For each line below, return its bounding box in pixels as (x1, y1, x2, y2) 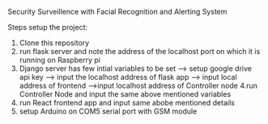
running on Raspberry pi (19, 56, 100, 64)
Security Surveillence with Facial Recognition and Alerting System (7, 7, 228, 16)
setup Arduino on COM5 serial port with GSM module (19, 106, 198, 116)
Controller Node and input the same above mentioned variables (19, 89, 232, 99)
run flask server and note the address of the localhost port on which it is (19, 47, 261, 56)
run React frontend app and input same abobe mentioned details (19, 98, 236, 107)
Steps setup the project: (7, 23, 88, 31)
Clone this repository (19, 38, 90, 48)
